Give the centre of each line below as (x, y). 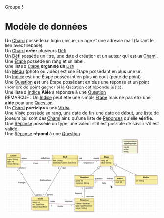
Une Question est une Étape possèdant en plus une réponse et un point (77, 82)
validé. (12, 129)
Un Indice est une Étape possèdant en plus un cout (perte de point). (73, 76)
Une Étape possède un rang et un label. (45, 61)
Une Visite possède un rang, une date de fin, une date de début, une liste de (82, 113)
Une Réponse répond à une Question (43, 133)
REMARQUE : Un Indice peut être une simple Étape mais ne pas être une (78, 97)
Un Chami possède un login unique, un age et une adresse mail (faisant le (80, 40)
